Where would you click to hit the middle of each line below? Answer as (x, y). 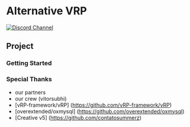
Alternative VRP (47, 11)
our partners (30, 92)
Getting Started (29, 63)
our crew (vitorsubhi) (41, 98)
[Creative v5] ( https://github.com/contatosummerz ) (78, 117)
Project (20, 46)
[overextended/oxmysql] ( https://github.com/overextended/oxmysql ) (99, 111)
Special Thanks (29, 79)
